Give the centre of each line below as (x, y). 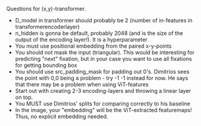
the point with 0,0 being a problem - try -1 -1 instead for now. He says (102, 78)
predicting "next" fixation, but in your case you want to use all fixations (104, 59)
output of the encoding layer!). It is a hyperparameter (81, 39)
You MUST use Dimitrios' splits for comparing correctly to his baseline (103, 104)
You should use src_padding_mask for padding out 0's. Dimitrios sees (102, 71)
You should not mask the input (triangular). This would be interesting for (105, 52)
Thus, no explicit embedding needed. (61, 116)
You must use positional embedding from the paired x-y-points (93, 46)
